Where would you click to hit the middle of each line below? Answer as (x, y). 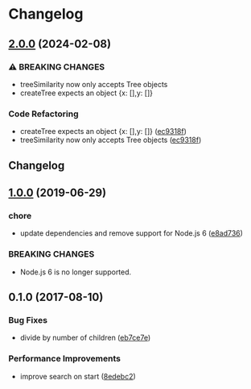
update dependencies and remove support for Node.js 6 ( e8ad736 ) (132, 233)
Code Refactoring (43, 114)
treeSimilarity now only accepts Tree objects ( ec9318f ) (111, 140)
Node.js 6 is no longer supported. (76, 272)
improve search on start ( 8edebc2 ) (78, 376)
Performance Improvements (65, 358)
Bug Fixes (28, 320)
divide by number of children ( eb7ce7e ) (85, 338)
